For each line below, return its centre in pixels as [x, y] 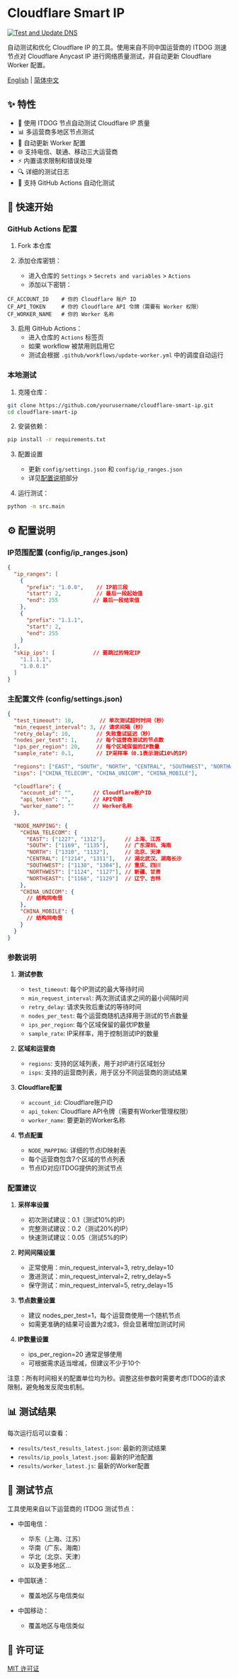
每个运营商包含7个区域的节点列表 [76, 1159]
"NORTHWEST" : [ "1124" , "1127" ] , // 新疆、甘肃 [93, 872]
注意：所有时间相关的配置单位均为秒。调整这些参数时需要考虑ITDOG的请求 [117, 1378]
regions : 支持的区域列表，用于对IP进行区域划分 [97, 1063]
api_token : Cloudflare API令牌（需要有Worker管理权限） [110, 1111]
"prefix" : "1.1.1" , [55, 620]
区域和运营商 [36, 1048]
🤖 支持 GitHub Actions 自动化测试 [66, 183]
